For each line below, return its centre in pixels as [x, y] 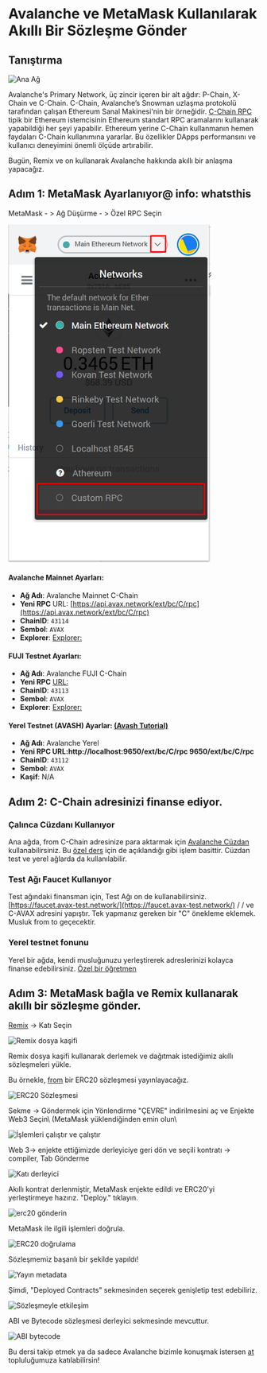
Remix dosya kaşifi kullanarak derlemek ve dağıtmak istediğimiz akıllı [121, 1056]
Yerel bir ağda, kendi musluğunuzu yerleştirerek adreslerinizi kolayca [121, 960]
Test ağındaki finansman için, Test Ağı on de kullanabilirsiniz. [108, 897]
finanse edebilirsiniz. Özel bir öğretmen [72, 968]
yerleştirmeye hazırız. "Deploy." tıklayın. [73, 1197]
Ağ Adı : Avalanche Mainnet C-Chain [79, 595]
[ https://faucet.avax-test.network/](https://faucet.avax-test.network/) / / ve [131, 905]
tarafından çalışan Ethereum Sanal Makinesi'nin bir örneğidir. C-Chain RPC [130, 111]
